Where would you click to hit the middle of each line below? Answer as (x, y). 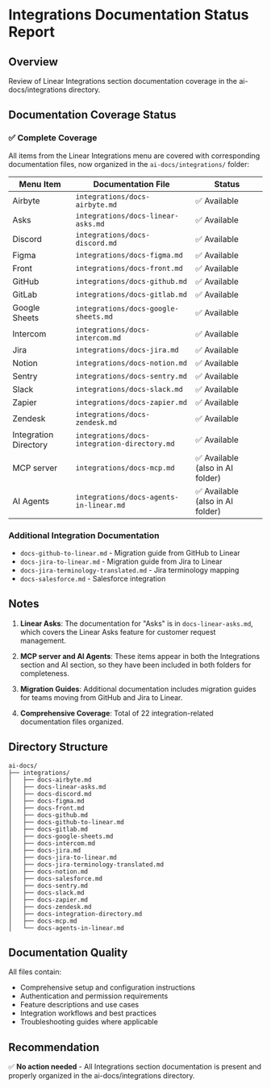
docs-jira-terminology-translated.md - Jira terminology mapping (129, 569)
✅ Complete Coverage (53, 138)
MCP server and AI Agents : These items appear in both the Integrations (140, 656)
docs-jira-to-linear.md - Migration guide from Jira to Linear (121, 561)
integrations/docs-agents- (127, 497)
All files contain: (35, 972)
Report (31, 32)
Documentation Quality (68, 953)
